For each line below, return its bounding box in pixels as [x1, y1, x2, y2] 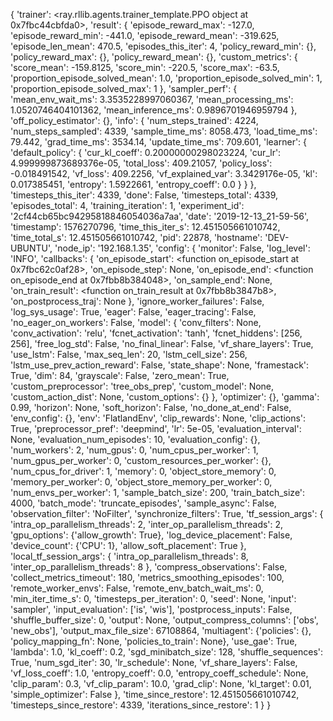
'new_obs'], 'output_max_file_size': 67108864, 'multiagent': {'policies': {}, [10, 625, 312, 636]
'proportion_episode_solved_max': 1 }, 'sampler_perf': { [10, 83, 238, 94]
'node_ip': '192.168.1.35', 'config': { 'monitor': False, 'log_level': [54, 242, 311, 254]
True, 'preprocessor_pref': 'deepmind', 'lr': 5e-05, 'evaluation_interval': [10, 423, 302, 434]
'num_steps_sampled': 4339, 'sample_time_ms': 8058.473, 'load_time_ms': [10, 125, 318, 137]
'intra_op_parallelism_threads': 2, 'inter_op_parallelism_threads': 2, [10, 519, 284, 530]
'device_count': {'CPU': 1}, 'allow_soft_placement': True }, [10, 540, 247, 551]
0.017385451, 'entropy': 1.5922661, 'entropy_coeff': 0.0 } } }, [10, 179, 257, 190]
